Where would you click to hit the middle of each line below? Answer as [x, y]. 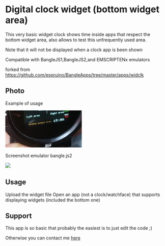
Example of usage [24, 103]
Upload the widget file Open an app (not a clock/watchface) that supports [83, 194]
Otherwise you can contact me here [43, 238]
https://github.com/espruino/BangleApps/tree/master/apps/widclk [75, 75]
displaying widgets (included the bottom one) [53, 200]
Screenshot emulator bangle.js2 [39, 155]
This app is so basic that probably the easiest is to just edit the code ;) [79, 228]
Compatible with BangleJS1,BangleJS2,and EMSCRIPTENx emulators [78, 59]
